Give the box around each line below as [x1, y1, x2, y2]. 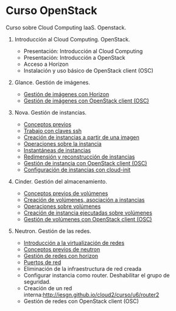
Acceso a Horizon [23, 60, 69, 68]
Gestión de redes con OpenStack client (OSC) [23, 297, 139, 305]
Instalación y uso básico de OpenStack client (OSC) [23, 66, 153, 74]
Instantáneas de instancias [23, 146, 91, 154]
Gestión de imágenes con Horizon [23, 90, 110, 98]
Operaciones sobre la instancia [23, 140, 102, 147]
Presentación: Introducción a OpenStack [23, 54, 125, 61]
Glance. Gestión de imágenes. [14, 79, 91, 86]
